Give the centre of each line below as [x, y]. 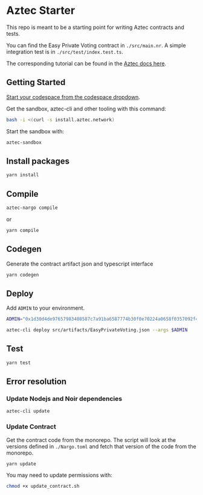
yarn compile [23, 230]
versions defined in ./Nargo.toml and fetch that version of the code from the [101, 446]
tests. [13, 33]
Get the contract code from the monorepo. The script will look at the [91, 440]
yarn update [21, 464]
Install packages [38, 161]
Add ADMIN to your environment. [46, 308]
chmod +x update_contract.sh [43, 487]
